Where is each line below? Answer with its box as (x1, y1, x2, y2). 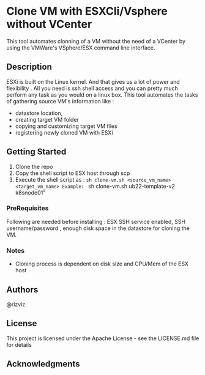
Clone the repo (15, 163, 53, 170)
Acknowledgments (6, 359, 81, 369)
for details (6, 341, 32, 348)
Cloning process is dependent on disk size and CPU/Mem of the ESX (15, 260, 188, 267)
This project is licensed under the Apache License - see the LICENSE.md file (6, 335, 199, 342)
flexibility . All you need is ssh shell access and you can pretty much (6, 84, 179, 92)
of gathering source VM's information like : (6, 97, 114, 105)
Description (6, 62, 52, 72)
